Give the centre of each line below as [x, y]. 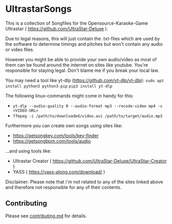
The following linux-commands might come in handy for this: [70, 96]
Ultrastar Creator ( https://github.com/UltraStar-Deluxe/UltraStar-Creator [90, 161]
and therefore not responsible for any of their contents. [63, 187]
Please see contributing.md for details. [46, 216]
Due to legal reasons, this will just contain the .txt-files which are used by [83, 39]
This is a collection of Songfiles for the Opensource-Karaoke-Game [77, 23]
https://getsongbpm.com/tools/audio [52, 141]
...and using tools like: [28, 151]
